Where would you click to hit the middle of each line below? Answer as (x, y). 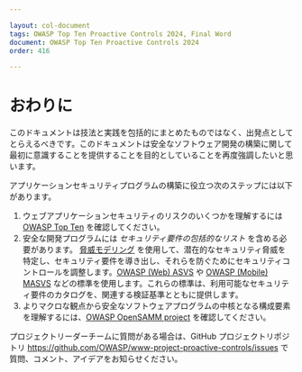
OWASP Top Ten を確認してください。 (93, 227)
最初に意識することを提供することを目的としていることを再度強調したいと (147, 155)
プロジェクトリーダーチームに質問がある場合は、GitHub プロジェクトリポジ (150, 336)
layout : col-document (50, 25)
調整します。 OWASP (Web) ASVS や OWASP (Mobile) (169, 272)
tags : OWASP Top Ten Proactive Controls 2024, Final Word (120, 34)
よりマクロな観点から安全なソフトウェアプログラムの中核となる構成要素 (156, 306)
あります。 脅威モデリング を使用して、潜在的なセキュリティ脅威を (162, 250)
